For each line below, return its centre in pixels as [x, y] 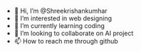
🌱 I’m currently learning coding [59, 26]
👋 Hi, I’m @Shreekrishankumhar [61, 11]
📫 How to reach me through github [66, 41]
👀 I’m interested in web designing [63, 18]
